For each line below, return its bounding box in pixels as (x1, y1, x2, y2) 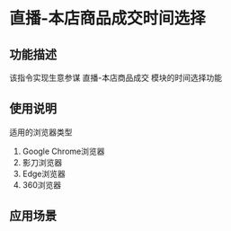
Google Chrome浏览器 (22, 146, 105, 156)
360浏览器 (22, 179, 61, 190)
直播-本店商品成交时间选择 (9, 8, 207, 29)
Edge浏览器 (22, 168, 66, 179)
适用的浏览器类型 (9, 127, 73, 138)
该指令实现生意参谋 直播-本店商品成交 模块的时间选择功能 (9, 73, 223, 83)
